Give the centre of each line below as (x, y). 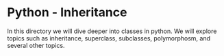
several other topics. (36, 45)
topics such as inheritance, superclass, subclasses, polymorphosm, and (109, 38)
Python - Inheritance (67, 12)
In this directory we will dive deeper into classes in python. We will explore (112, 31)
